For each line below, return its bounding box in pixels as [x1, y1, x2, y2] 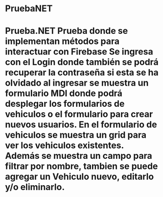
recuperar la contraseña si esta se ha [5, 67, 159, 78]
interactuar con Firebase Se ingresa [5, 46, 153, 57]
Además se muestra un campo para [5, 150, 153, 162]
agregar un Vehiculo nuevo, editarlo [5, 171, 154, 182]
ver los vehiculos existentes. [5, 140, 124, 151]
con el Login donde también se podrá [5, 57, 159, 68]
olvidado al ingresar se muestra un [5, 77, 149, 89]
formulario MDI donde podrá [5, 88, 122, 99]
